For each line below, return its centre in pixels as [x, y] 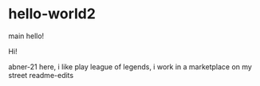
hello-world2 [52, 14]
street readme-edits [41, 75]
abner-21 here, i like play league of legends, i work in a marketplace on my [130, 66]
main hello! [26, 36]
